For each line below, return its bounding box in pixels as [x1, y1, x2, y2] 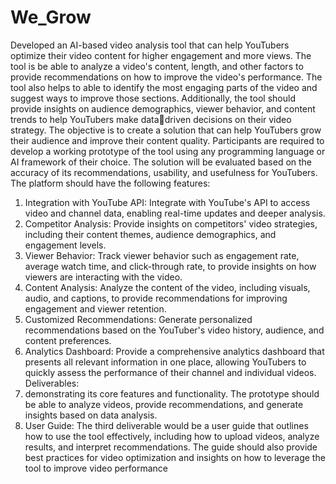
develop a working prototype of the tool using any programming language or [10, 145, 326, 157]
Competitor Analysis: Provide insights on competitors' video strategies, [24, 217, 318, 230]
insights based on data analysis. [24, 409, 158, 421]
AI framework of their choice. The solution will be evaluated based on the [10, 156, 313, 168]
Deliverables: [24, 377, 80, 389]
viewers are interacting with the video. [24, 271, 183, 283]
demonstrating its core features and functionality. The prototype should [24, 387, 320, 400]
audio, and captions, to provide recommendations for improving [24, 292, 288, 304]
